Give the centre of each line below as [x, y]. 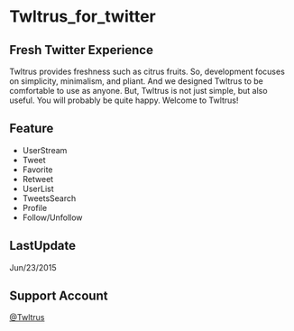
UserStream [45, 150]
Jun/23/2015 [33, 267]
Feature [32, 129]
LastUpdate [43, 246]
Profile [35, 207]
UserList [38, 188]
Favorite [37, 170]
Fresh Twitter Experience [81, 50]
